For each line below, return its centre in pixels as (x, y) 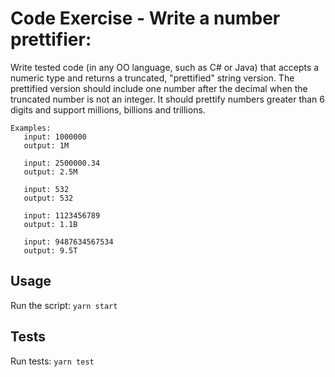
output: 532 (48, 198)
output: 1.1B (50, 224)
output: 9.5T (50, 250)
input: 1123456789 (62, 215)
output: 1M (46, 145)
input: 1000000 (55, 137)
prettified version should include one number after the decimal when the (159, 88)
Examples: (31, 128)
